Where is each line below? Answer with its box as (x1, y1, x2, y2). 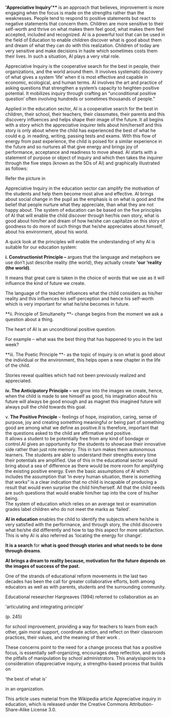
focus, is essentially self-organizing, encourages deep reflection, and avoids (5, 649, 165, 656)
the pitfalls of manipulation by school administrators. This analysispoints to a (5, 655, 165, 661)
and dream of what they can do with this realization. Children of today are (5, 42, 160, 48)
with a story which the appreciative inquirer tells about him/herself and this (5, 122, 162, 128)
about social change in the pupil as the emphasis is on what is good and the (5, 196, 164, 202)
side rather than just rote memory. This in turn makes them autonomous (5, 446, 156, 452)
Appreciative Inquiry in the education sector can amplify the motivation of (5, 185, 160, 191)
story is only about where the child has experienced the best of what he (5, 127, 156, 133)
